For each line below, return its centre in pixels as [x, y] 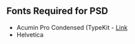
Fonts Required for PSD [57, 11]
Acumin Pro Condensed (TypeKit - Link [72, 27]
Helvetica [30, 35]
